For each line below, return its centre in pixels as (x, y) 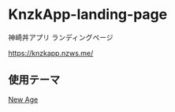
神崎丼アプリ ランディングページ (61, 37)
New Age (23, 99)
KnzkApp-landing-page (88, 15)
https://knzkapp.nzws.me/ (51, 53)
